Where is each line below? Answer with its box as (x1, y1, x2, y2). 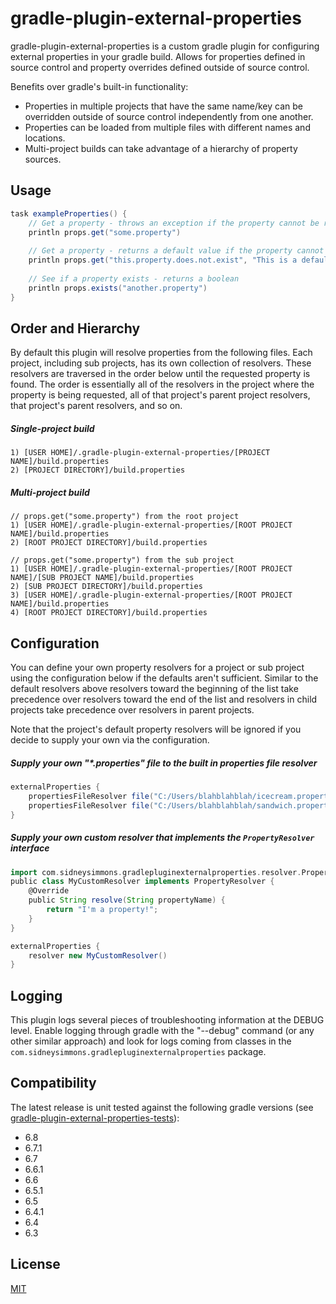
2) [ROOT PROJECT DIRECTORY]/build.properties (10, 538, 208, 548)
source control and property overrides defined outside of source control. (10, 61, 310, 73)
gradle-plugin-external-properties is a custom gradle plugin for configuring (10, 40, 320, 52)
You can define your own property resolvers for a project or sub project (10, 662, 305, 674)
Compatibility (10, 1075, 97, 1092)
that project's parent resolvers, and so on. (10, 400, 183, 412)
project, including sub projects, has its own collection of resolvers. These (10, 357, 312, 369)
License (10, 1256, 61, 1273)
